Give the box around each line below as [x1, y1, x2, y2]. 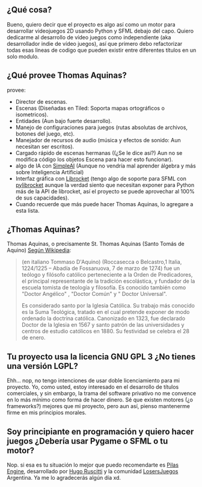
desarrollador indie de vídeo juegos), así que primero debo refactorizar [7, 40, 183, 47]
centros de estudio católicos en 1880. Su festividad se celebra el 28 [21, 328, 190, 335]
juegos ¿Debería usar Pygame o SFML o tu [7, 436, 168, 446]
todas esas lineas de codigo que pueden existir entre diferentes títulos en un [7, 46, 197, 54]
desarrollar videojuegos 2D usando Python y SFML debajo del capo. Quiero [7, 27, 194, 34]
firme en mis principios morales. [7, 409, 87, 416]
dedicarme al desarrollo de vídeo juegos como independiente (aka [7, 33, 171, 41]
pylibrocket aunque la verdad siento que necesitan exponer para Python [15, 181, 195, 189]
